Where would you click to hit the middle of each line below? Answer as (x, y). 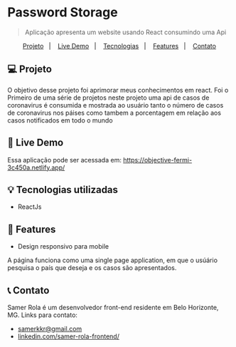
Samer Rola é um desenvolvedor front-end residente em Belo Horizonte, (113, 307)
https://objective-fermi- (158, 160)
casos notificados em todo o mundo (60, 120)
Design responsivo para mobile (63, 247)
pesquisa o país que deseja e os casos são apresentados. (92, 268)
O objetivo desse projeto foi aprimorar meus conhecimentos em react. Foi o (118, 90)
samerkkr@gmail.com (50, 329)
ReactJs (29, 207)
